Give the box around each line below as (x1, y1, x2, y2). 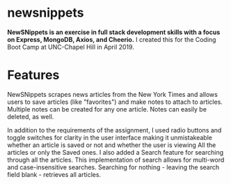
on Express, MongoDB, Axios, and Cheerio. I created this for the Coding (7, 35, 216, 43)
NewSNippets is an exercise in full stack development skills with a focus (7, 28, 221, 36)
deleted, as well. (7, 112, 54, 121)
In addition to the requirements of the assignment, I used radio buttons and (7, 125, 222, 134)
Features (7, 68, 60, 83)
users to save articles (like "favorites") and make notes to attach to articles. (7, 98, 223, 106)
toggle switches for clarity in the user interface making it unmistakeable (7, 133, 212, 141)
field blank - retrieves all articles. (7, 170, 102, 178)
